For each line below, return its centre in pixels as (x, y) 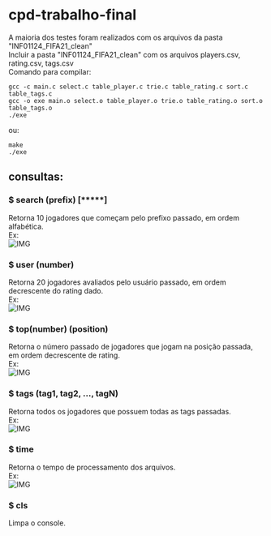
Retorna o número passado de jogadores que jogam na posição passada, (131, 347)
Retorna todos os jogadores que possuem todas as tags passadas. (120, 411)
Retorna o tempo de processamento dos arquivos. (92, 467)
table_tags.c (30, 94)
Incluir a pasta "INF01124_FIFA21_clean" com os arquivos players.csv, (125, 54)
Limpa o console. (37, 523)
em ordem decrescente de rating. (64, 355)
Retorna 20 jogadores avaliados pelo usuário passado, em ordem (117, 282)
